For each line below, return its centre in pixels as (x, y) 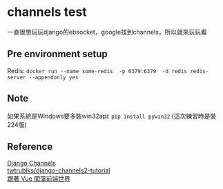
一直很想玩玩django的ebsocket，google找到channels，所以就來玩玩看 (107, 32)
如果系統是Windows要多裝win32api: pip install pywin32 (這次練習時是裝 (112, 116)
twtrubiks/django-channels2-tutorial (59, 170)
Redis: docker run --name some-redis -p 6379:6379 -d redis (97, 70)
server (17, 77)
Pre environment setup (58, 54)
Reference (30, 147)
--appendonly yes (54, 77)
